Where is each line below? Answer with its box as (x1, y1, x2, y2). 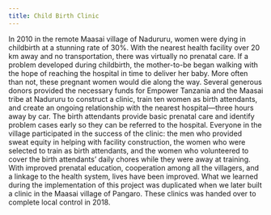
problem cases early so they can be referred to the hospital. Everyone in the (8, 120, 262, 129)
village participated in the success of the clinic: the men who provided (8, 129, 243, 138)
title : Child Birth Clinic (8, 11, 100, 20)
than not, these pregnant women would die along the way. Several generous (8, 77, 263, 86)
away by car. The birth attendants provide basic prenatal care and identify (8, 111, 255, 121)
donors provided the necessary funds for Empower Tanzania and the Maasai (8, 86, 264, 95)
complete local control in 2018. (8, 197, 111, 207)
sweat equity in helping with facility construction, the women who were (8, 137, 246, 146)
